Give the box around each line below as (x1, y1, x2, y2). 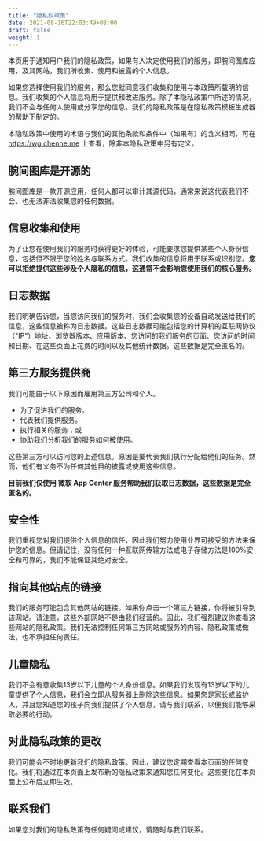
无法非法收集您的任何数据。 (28, 196, 119, 206)
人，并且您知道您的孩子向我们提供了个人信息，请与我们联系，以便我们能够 (8, 699, 249, 709)
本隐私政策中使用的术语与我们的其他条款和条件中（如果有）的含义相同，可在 (8, 129, 256, 139)
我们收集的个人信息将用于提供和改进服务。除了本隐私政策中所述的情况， (21, 92, 256, 102)
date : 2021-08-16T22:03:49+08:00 (8, 19, 118, 27)
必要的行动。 (14, 709, 57, 719)
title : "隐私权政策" (8, 11, 69, 20)
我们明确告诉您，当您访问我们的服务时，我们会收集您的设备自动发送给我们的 (8, 311, 256, 320)
